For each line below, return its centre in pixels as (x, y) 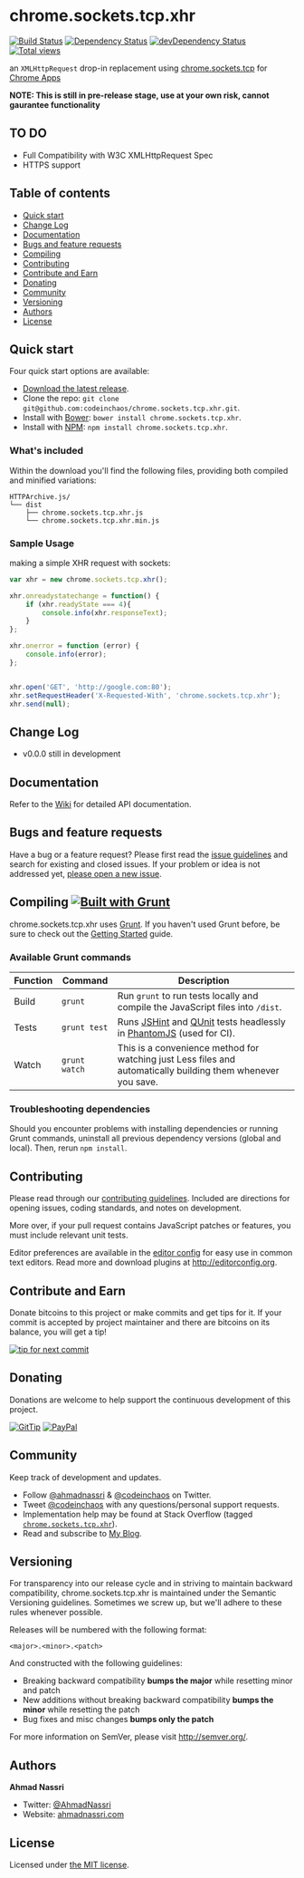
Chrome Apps (35, 77)
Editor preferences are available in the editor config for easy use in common (151, 1253)
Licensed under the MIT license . (69, 1864)
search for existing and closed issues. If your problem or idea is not (135, 864)
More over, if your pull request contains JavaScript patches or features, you (150, 1226)
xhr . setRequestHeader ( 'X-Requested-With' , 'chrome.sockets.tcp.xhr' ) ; (145, 695)
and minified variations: (53, 480)
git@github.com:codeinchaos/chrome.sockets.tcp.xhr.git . (131, 408)
